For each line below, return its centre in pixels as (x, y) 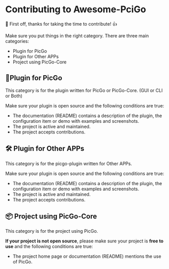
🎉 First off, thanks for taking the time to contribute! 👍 (61, 24)
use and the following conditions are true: (49, 246)
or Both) (14, 96)
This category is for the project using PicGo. (52, 231)
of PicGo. (22, 262)
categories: (17, 41)
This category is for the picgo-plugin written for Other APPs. (69, 163)
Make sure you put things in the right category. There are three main (77, 36)
